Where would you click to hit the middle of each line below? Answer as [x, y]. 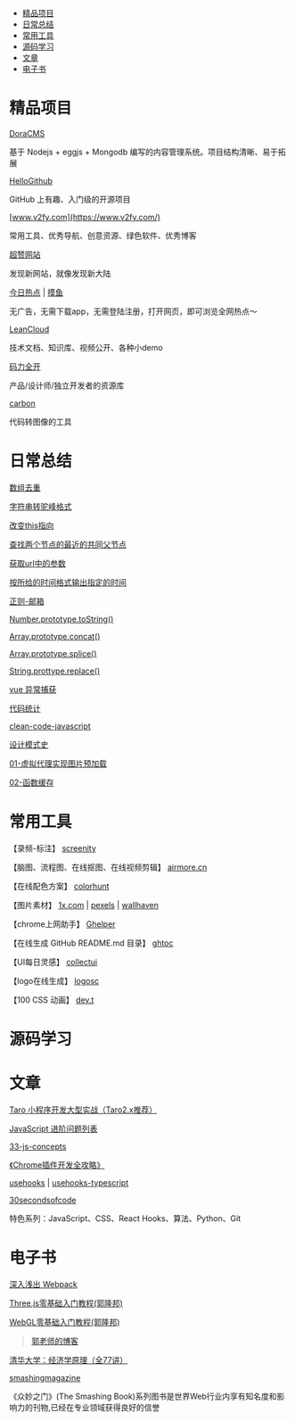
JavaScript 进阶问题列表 [53, 1128]
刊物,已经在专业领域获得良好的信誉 [96, 1407]
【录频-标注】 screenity [53, 848]
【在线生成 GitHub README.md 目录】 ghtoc [91, 943]
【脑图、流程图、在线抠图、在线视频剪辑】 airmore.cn [108, 867]
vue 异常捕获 [33, 689]
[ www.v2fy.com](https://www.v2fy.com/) [85, 217]
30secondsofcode [43, 1200]
